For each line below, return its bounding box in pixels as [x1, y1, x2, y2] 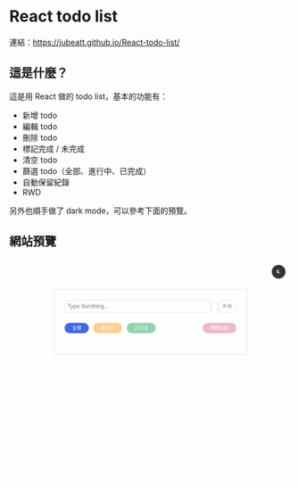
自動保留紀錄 [21, 177, 70, 187]
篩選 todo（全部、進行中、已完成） [21, 165, 152, 176]
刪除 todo [21, 132, 58, 143]
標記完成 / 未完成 [21, 143, 85, 153]
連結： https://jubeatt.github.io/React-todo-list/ [9, 37, 180, 47]
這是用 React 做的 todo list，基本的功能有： [9, 91, 168, 102]
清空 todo [21, 154, 58, 165]
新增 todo [21, 110, 58, 120]
